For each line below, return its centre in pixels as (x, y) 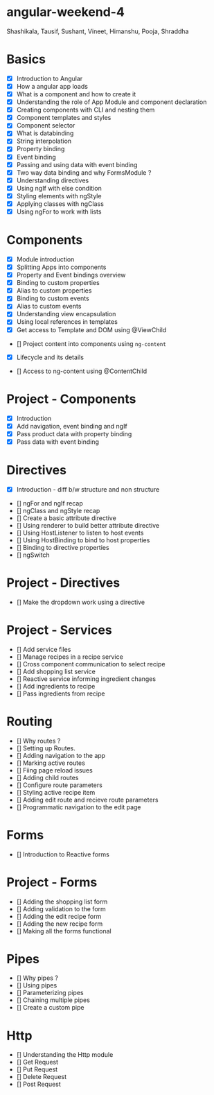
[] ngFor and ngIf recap (50, 503)
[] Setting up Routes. (46, 748)
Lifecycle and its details (50, 357)
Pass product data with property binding (74, 433)
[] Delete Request (42, 1077)
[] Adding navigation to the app (61, 755)
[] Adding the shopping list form (62, 902)
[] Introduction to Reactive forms (63, 854)
